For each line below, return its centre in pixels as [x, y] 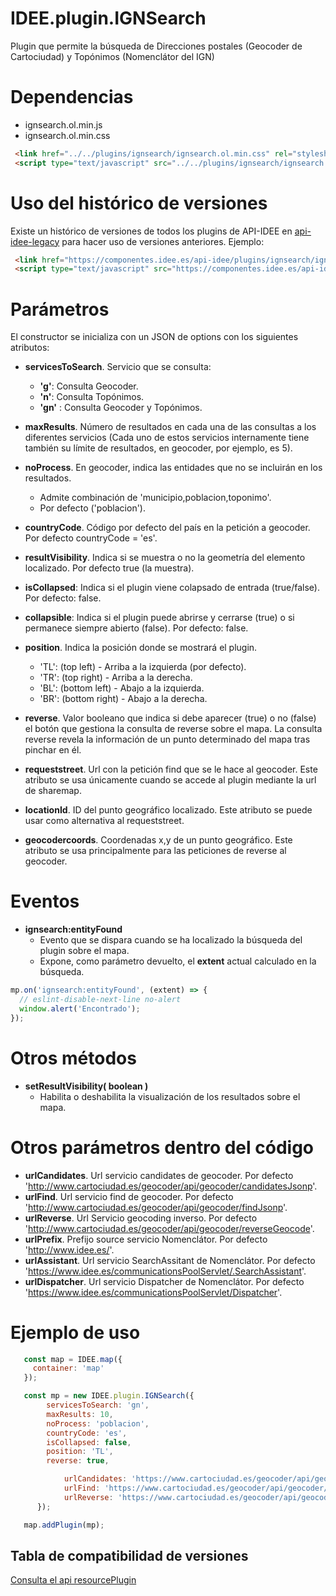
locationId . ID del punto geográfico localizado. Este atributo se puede [168, 810]
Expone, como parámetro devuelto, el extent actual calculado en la [178, 961]
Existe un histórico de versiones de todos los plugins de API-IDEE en [151, 231]
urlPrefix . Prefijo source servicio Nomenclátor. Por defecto [146, 1239]
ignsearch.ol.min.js [63, 124]
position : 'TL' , [80, 1452]
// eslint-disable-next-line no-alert [100, 1000]
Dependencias [72, 97]
